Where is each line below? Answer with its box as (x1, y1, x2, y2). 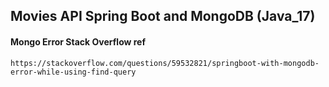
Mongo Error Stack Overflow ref (10, 35, 147, 48)
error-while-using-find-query (10, 67, 137, 77)
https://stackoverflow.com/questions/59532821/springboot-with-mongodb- (10, 58, 320, 68)
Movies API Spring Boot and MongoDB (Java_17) (10, 8, 316, 25)
